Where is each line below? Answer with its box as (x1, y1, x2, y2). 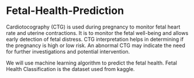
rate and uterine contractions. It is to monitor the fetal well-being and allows (6, 29, 189, 36)
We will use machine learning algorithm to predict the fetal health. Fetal (6, 59, 177, 66)
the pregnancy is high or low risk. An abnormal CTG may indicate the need (6, 42, 185, 49)
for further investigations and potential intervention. (6, 48, 130, 55)
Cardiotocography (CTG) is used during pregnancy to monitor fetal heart (6, 23, 181, 30)
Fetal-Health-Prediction (6, 4, 124, 17)
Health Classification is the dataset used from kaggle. (6, 65, 135, 72)
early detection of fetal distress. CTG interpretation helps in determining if (6, 36, 184, 42)
